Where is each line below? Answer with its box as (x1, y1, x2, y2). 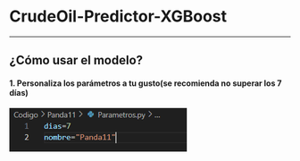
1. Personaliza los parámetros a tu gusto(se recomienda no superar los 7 (9, 78, 282, 89)
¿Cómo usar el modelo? (9, 53, 144, 68)
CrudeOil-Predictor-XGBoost (9, 6, 228, 27)
